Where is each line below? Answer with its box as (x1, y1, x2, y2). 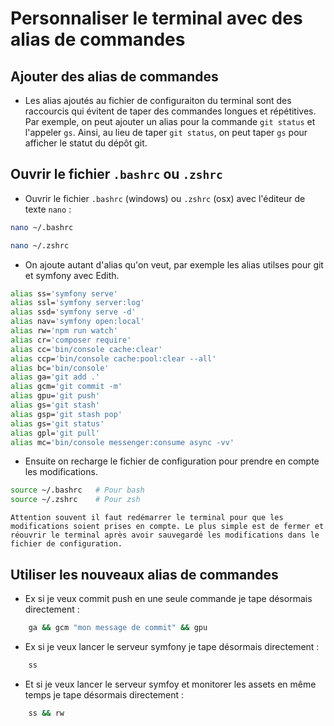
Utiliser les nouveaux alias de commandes (10, 566, 279, 583)
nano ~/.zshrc (10, 240, 70, 251)
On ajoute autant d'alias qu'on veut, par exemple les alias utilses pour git (24, 258, 324, 271)
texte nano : (24, 203, 72, 215)
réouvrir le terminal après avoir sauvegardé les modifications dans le (10, 530, 320, 541)
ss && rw (28, 708, 65, 718)
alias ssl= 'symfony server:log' (10, 298, 145, 308)
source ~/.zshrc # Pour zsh (10, 495, 141, 505)
